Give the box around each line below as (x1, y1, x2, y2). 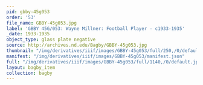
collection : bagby (6, 70, 53, 76)
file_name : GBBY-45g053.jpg (6, 20, 77, 26)
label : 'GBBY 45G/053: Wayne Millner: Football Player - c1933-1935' (6, 25, 185, 32)
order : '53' (6, 14, 36, 20)
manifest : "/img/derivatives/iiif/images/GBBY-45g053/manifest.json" (6, 53, 185, 59)
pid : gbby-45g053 (6, 8, 50, 15)
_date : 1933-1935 (6, 31, 50, 37)
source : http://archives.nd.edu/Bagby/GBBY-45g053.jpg (6, 42, 147, 48)
